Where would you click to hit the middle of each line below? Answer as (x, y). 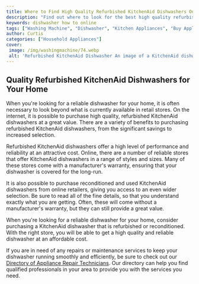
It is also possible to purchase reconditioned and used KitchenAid (86, 183)
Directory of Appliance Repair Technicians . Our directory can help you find (97, 263)
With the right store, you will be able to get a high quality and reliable (90, 233)
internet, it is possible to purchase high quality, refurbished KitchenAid (92, 116)
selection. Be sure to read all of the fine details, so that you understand (93, 196)
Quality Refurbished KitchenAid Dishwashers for (98, 80)
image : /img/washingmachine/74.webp (54, 51)
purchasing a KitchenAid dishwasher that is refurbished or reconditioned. (96, 226)
